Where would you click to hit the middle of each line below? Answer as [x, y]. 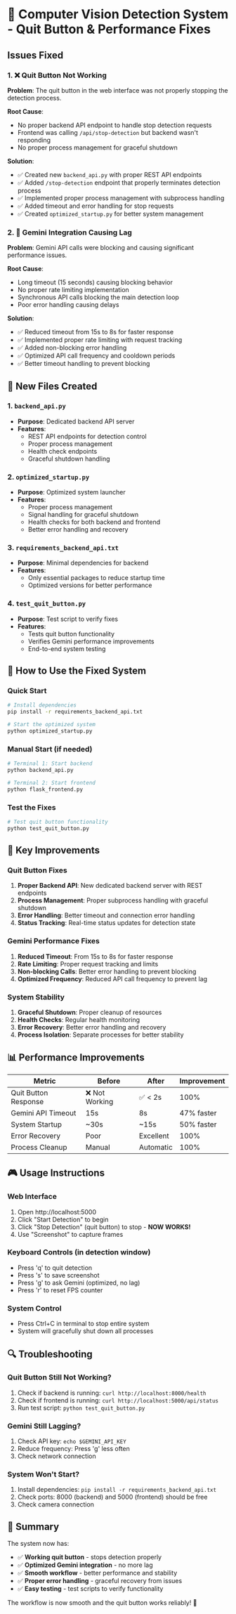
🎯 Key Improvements [54, 850]
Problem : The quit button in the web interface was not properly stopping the [118, 90]
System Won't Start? [43, 1474]
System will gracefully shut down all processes [85, 1331]
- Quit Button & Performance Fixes [109, 29]
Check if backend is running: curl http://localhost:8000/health [112, 1393]
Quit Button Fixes [38, 870]
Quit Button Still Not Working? [59, 1377]
